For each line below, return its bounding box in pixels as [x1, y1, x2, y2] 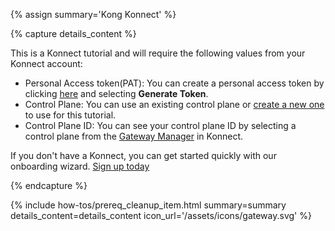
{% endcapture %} [10, 180, 88, 191]
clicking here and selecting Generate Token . [24, 88, 209, 99]
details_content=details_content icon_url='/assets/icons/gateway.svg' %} [10, 210, 312, 221]
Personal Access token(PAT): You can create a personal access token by [24, 77, 325, 89]
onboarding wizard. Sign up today [10, 160, 150, 172]
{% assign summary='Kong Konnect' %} [10, 9, 177, 20]
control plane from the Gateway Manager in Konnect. [24, 130, 244, 142]
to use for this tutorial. [24, 109, 117, 121]
